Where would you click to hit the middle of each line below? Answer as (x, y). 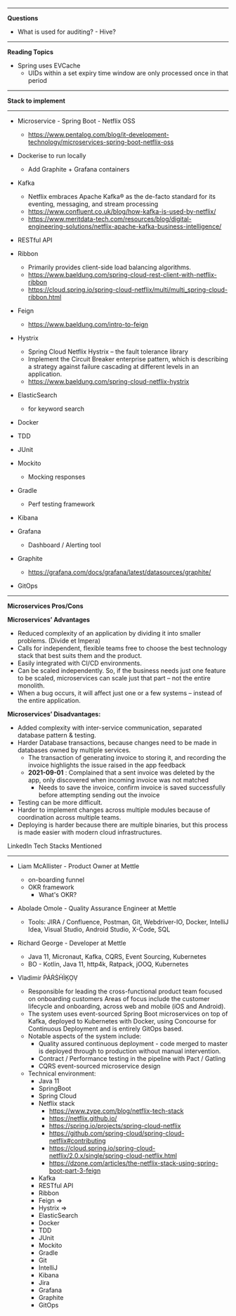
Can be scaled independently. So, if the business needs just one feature (122, 671)
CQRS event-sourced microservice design (99, 1066)
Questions (23, 18)
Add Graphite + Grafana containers (79, 169)
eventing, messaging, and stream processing (93, 204)
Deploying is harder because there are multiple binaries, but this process (123, 825)
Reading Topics (31, 52)
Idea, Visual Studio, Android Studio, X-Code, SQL (99, 929)
